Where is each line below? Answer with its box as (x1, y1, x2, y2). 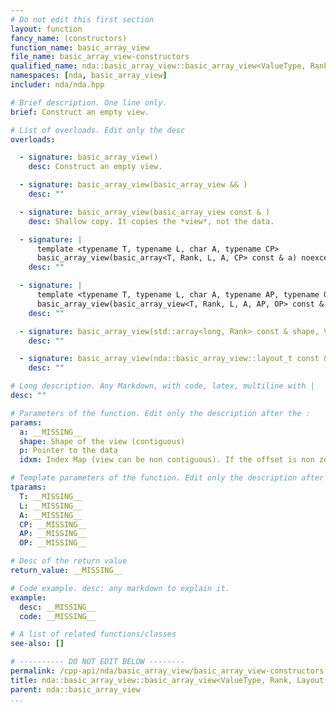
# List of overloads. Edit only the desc (10, 125, 186, 135)
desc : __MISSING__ (19, 602, 97, 612)
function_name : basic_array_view (10, 42, 150, 53)
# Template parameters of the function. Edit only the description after (10, 473, 325, 483)
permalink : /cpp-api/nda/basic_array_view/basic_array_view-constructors (10, 666, 325, 676)
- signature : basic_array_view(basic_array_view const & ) (19, 207, 271, 217)
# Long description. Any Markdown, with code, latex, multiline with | (10, 381, 315, 391)
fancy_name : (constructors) (10, 33, 128, 43)
